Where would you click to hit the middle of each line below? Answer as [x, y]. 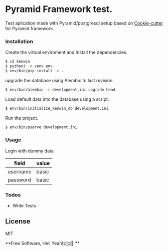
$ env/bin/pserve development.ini [41, 127]
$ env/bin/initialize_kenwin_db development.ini [57, 108]
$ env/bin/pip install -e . [35, 71]
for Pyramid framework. [30, 28]
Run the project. [22, 118]
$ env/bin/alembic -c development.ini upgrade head [60, 89]
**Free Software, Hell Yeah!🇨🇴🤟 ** [42, 243]
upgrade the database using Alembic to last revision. [60, 80]
